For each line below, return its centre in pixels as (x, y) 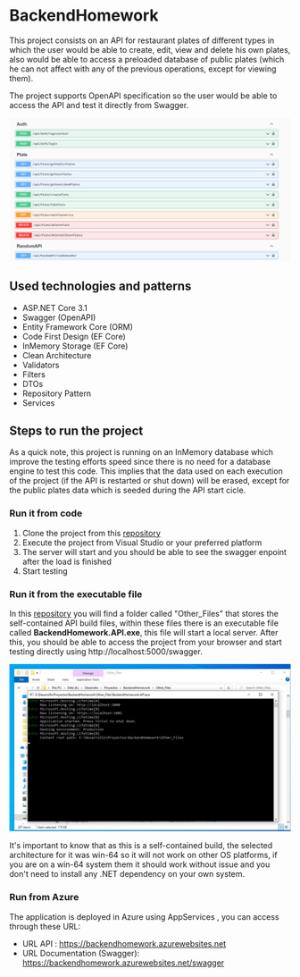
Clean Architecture (57, 355)
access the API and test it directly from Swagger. (99, 105)
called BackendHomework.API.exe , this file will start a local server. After (144, 633)
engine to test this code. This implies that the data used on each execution (146, 471)
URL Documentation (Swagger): (81, 953)
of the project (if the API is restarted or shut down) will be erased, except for (150, 481)
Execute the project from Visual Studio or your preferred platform (142, 543)
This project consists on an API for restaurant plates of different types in (142, 40)
